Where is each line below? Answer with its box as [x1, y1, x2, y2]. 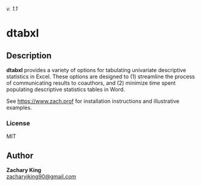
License [6, 119, 30, 127]
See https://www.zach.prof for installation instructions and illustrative [6, 98, 180, 105]
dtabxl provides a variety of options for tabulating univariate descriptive [6, 67, 186, 73]
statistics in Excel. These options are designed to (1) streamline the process [6, 73, 196, 80]
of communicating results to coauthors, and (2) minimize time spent [6, 79, 176, 87]
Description [6, 50, 52, 61]
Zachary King [6, 167, 41, 174]
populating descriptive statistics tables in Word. [6, 86, 126, 93]
